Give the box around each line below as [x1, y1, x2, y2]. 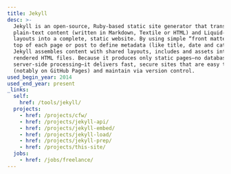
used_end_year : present [7, 80, 76, 87]
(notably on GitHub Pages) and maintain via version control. [13, 67, 195, 74]
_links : [7, 86, 30, 93]
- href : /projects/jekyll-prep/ [19, 138, 112, 145]
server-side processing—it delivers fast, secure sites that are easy [13, 61, 220, 68]
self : [13, 93, 30, 100]
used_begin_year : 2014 [7, 73, 72, 81]
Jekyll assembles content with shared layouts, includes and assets [13, 49, 214, 55]
